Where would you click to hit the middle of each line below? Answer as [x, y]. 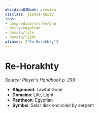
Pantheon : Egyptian [33, 100]
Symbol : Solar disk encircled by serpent [53, 105]
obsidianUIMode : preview [31, 10]
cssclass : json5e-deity [30, 14]
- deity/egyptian [23, 28]
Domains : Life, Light [33, 95]
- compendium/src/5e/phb [31, 23]
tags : [11, 19]
